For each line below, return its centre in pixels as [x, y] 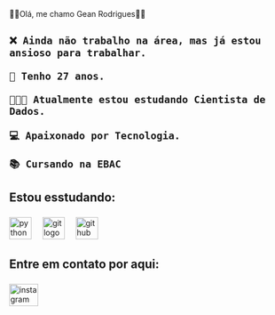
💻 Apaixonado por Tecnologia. [95, 136]
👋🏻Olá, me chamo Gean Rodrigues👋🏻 [78, 14]
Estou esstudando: [63, 197]
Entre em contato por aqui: [84, 265]
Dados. [27, 112]
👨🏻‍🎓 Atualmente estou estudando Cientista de [137, 100]
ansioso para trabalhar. [78, 53]
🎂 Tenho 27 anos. [57, 77]
